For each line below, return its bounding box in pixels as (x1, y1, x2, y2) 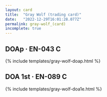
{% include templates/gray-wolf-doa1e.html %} (5, 86, 102, 92)
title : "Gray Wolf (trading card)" (5, 12, 81, 17)
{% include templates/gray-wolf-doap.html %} (5, 58, 101, 64)
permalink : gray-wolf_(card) (5, 21, 66, 27)
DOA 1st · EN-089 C (5, 72, 67, 81)
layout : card (5, 7, 32, 13)
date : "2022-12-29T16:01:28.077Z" (5, 17, 81, 22)
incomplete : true (5, 26, 41, 31)
